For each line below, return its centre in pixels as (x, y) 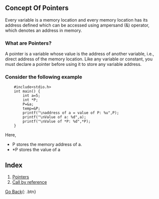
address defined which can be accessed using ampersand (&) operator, (77, 25)
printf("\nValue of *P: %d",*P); (57, 122)
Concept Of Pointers (37, 8)
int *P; (30, 100)
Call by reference (30, 182)
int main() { (27, 91)
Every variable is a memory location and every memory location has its (77, 20)
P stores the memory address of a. (47, 144)
